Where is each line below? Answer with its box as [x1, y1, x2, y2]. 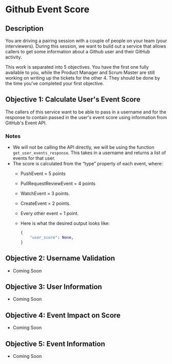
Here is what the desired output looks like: [20, 220, 110, 226]
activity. [5, 54, 22, 60]
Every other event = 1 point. [20, 210, 79, 217]
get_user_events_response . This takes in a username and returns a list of [12, 150, 166, 156]
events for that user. [12, 155, 55, 161]
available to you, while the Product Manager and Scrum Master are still [5, 69, 155, 75]
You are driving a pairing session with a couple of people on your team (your [5, 37, 167, 44]
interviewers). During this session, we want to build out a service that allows [5, 43, 166, 49]
